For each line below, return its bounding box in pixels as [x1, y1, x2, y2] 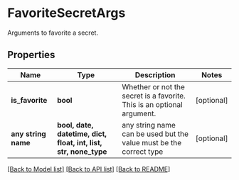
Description [134, 69, 176, 79]
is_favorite [11, 95, 48, 105]
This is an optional [122, 99, 183, 109]
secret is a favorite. [122, 91, 186, 101]
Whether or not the [122, 81, 185, 91]
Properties [7, 49, 55, 61]
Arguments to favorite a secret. [7, 28, 98, 37]
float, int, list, [56, 137, 102, 147]
